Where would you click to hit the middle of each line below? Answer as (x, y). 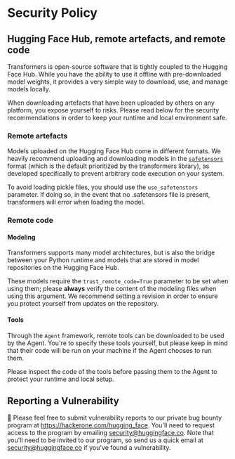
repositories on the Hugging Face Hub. (63, 268)
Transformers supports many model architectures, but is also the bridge (111, 253)
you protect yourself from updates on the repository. (83, 304)
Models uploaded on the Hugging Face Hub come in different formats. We (114, 151)
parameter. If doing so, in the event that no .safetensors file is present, (109, 195)
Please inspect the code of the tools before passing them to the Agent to (112, 371)
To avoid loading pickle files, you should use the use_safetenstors (103, 187)
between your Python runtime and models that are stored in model (103, 260)
